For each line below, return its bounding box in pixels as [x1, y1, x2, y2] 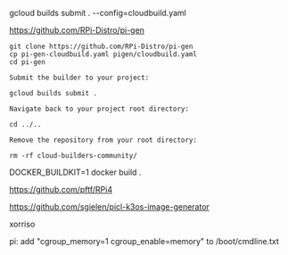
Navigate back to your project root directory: [9, 104, 190, 113]
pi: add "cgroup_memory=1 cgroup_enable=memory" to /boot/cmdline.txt [9, 236, 279, 246]
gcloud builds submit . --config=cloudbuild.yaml [9, 8, 187, 18]
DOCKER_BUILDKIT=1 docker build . [9, 167, 142, 177]
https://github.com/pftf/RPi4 [9, 185, 113, 194]
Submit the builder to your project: [9, 73, 150, 82]
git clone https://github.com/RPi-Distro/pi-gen [9, 42, 193, 51]
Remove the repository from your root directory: [9, 136, 198, 144]
